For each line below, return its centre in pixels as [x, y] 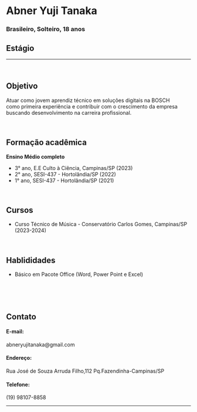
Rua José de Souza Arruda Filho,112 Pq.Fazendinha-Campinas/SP [85, 371]
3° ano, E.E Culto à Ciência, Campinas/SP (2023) [74, 168]
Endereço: [19, 358]
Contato [21, 317]
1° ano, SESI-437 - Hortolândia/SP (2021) [64, 181]
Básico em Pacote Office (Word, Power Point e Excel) [79, 274]
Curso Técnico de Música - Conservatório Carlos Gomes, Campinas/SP [101, 224]
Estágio [20, 48]
